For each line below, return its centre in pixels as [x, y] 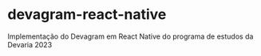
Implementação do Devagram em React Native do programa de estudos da [130, 36]
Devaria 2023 [30, 44]
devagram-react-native [87, 15]
